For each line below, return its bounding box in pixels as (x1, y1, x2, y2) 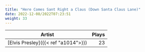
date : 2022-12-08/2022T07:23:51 (5, 12, 71, 16)
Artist (41, 31, 55, 38)
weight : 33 (5, 16, 27, 21)
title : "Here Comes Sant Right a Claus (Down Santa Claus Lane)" (5, 7, 141, 12)
